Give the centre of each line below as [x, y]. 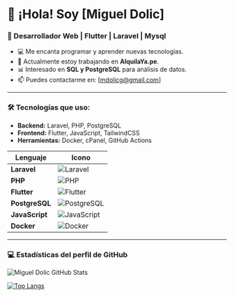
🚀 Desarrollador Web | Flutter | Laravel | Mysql [87, 36]
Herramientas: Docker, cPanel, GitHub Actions [84, 140]
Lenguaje [31, 158]
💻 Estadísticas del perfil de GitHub [68, 254]
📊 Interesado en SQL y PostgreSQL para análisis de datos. [102, 70]
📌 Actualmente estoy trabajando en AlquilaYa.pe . [88, 61]
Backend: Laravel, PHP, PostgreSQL [69, 125]
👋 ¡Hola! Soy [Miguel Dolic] [86, 14]
